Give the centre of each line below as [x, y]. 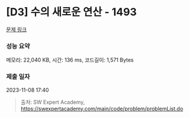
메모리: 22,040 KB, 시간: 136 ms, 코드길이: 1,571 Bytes [70, 60]
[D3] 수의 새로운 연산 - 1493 [71, 12]
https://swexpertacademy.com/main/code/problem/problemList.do [102, 109]
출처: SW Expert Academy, [53, 102]
